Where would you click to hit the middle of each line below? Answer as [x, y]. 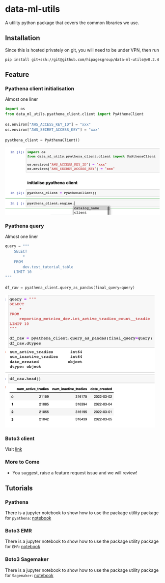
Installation [23, 38]
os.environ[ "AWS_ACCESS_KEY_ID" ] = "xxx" [48, 125]
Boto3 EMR [19, 531]
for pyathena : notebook [28, 518]
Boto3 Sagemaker [27, 559]
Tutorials [19, 488]
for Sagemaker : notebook [29, 575]
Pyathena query [25, 226]
